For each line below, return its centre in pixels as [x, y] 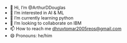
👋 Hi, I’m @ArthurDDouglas [38, 8]
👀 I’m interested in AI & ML [37, 13]
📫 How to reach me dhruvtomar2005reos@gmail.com [66, 29]
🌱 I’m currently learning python [42, 18]
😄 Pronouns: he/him [31, 36]
